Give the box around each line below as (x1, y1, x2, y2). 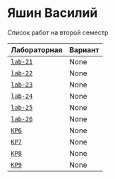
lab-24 (11, 92, 33, 100)
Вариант (69, 44, 99, 54)
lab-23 (11, 80, 33, 89)
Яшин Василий (7, 5, 98, 21)
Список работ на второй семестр (7, 28, 109, 37)
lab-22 (11, 69, 33, 77)
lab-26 (11, 115, 33, 123)
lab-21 (11, 58, 33, 66)
